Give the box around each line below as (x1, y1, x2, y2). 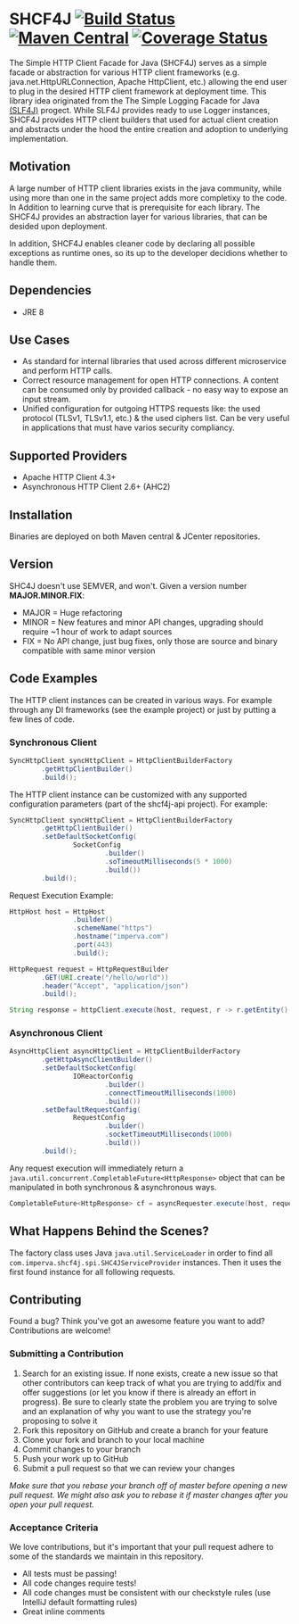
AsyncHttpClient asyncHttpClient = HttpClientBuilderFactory (9, 1047, 241, 1056)
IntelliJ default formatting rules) (21, 1596, 138, 1607)
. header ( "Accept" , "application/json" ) (41, 982, 190, 990)
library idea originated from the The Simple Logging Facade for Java (9, 95, 260, 106)
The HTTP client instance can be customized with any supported (9, 789, 247, 800)
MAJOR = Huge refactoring (21, 607, 123, 617)
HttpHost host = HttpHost (9, 907, 105, 916)
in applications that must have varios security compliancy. (21, 422, 236, 433)
